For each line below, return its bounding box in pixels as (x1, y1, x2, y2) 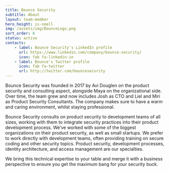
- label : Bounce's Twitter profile (14, 59, 90, 64)
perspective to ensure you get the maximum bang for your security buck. (5, 161, 158, 167)
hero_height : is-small (5, 21, 53, 27)
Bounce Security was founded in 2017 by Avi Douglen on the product (5, 82, 150, 89)
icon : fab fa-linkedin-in (18, 54, 74, 60)
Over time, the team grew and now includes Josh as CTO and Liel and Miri (5, 93, 161, 99)
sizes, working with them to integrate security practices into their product (5, 119, 159, 125)
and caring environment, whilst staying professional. (5, 104, 115, 110)
